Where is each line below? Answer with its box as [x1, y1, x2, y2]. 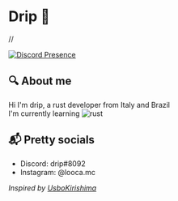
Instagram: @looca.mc [19, 167, 95, 177]
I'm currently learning [8, 109, 80, 118]
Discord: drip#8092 [19, 158, 87, 169]
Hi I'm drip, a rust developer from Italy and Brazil [8, 100, 171, 109]
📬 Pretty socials [8, 133, 95, 147]
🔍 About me [8, 75, 72, 88]
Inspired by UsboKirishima [8, 182, 97, 193]
